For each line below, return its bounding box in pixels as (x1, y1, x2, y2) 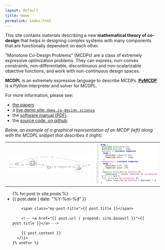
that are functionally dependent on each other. (5, 43, 99, 49)
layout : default (5, 8, 38, 13)
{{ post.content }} (21, 230, 61, 236)
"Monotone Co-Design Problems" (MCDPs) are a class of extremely (5, 52, 142, 59)
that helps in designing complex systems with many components (20, 37, 152, 44)
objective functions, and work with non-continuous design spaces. (5, 68, 140, 74)
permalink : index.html (5, 18, 52, 23)
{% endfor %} (12, 240, 39, 246)
